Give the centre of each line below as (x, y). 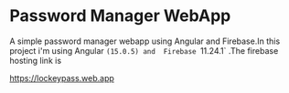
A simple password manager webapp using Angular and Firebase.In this (145, 41)
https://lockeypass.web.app (62, 77)
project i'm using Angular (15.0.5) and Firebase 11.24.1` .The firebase (144, 50)
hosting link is (36, 60)
